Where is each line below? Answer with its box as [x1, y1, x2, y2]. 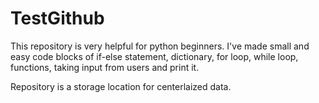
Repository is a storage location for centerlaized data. [10, 80, 232, 92]
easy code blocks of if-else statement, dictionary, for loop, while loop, [10, 50, 299, 62]
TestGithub [10, 7, 105, 30]
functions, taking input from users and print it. [10, 61, 200, 73]
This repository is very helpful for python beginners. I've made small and [10, 40, 310, 52]
